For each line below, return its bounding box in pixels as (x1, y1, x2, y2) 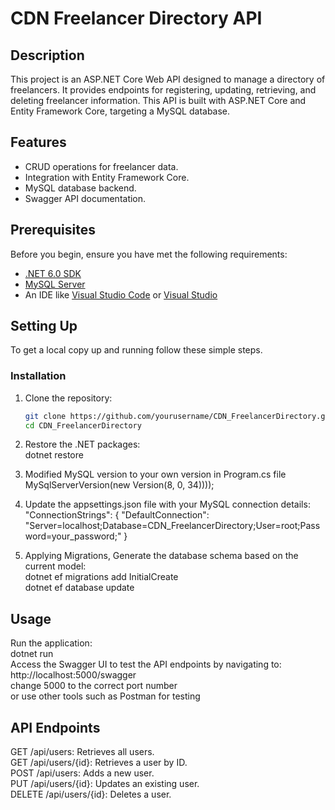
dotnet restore (24, 449, 84, 461)
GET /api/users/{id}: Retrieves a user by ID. (10, 757, 188, 769)
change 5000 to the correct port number (10, 680, 178, 692)
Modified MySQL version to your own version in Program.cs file (24, 468, 287, 481)
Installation (10, 369, 67, 383)
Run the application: (10, 637, 93, 649)
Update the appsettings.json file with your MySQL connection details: (24, 498, 311, 511)
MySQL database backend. (24, 182, 137, 194)
